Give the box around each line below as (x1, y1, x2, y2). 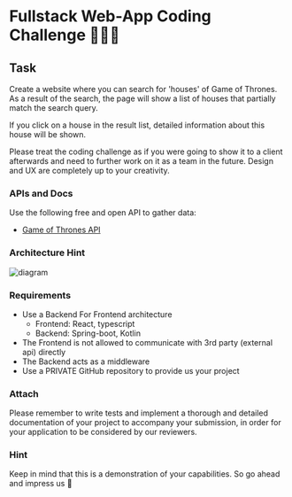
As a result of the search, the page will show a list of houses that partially (9, 93, 276, 104)
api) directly (21, 346, 66, 357)
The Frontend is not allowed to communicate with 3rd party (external (21, 337, 273, 347)
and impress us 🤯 (9, 478, 73, 489)
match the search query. (9, 103, 99, 113)
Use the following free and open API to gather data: (9, 207, 196, 218)
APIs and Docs (9, 187, 73, 199)
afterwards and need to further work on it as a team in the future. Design (9, 156, 274, 166)
